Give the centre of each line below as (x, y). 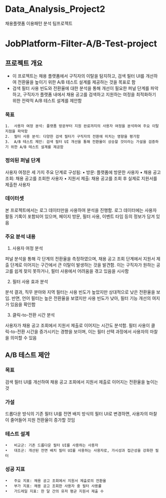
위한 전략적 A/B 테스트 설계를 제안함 (47, 100)
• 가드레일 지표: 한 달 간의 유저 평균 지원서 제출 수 (55, 491)
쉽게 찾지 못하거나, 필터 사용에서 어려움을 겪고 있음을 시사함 (72, 271)
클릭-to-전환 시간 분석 (34, 315)
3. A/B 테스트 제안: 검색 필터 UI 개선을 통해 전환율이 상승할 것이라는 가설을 (76, 142)
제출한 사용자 (18, 184)
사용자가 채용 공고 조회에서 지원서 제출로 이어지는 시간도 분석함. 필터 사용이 (78, 326)
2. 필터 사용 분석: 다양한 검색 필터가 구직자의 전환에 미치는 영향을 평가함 (72, 137)
